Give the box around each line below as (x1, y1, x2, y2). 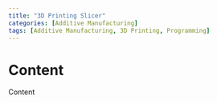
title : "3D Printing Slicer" (8, 11, 106, 20)
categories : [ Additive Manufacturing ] (8, 19, 138, 27)
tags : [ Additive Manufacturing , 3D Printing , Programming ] (8, 26, 211, 34)
